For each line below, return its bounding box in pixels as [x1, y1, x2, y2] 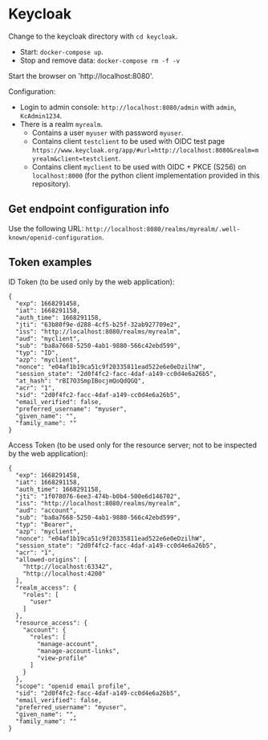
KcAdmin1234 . [19, 110, 63, 121]
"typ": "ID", [15, 349, 59, 357]
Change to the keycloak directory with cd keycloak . [8, 31, 178, 41]
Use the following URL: [8, 223, 84, 233]
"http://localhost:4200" [22, 570, 106, 578]
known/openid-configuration [8, 234, 103, 242]
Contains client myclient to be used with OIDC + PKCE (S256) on [31, 161, 247, 171]
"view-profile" [37, 654, 88, 662]
